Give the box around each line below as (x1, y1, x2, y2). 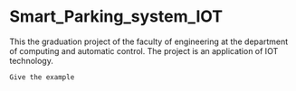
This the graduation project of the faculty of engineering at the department (9, 36, 288, 47)
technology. (9, 55, 54, 66)
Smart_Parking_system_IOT (9, 6, 224, 27)
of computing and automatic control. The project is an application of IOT (9, 45, 279, 56)
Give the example (9, 72, 75, 82)
